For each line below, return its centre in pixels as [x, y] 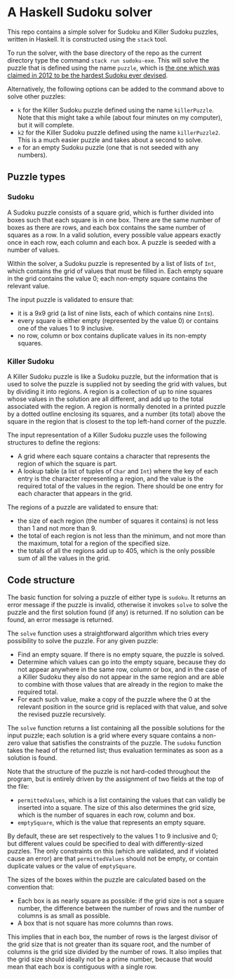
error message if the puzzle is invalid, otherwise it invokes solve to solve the [117, 604]
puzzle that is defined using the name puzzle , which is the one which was [114, 68]
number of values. [34, 250]
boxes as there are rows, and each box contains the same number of [107, 227]
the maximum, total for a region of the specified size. [94, 543]
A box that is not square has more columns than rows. [95, 923]
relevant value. [29, 286]
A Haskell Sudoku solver [80, 12]
